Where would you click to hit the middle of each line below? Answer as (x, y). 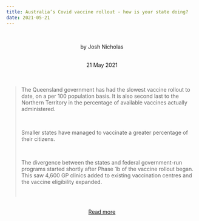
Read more (102, 212)
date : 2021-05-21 (28, 18)
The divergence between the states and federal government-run (102, 162)
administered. (38, 109)
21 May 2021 (102, 65)
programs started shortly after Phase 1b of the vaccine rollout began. (107, 169)
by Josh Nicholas (102, 47)
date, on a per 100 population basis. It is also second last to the (100, 96)
